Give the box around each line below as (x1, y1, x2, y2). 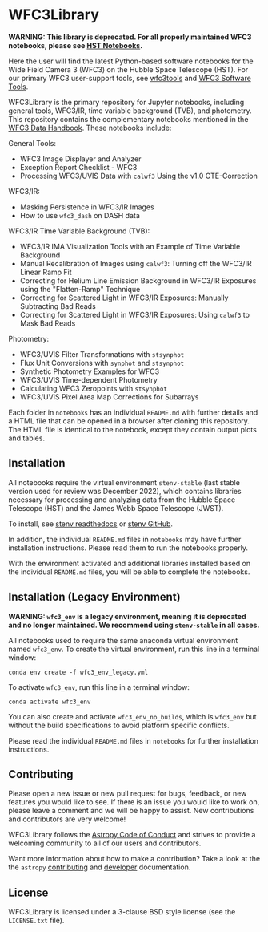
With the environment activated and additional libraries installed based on (8, 558, 250, 568)
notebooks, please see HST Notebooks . (8, 40, 143, 50)
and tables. (8, 433, 46, 443)
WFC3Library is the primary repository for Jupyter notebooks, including (8, 97, 245, 107)
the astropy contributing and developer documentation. (8, 862, 191, 872)
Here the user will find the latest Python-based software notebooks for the (8, 56, 254, 66)
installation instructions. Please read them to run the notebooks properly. (8, 543, 248, 553)
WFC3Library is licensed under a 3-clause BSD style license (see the (8, 907, 236, 917)
